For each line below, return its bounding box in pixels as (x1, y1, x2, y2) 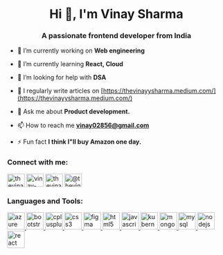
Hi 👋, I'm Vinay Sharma (49, 6, 184, 22)
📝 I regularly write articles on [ (17, 86, 104, 95)
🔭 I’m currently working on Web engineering (17, 46, 145, 55)
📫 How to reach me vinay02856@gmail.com (17, 121, 150, 130)
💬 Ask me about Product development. (17, 107, 130, 116)
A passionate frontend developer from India (41, 31, 192, 41)
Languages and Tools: (7, 196, 83, 206)
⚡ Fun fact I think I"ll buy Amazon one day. (17, 138, 142, 146)
